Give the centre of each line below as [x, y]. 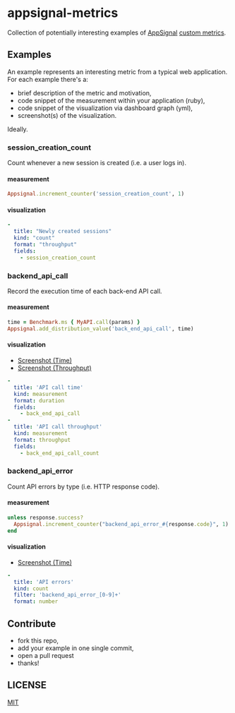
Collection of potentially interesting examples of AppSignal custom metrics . [117, 32]
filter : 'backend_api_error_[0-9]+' [67, 595]
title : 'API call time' [48, 387]
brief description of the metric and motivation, [84, 92]
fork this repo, [38, 641]
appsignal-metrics [63, 13]
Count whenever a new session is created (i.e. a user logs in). [97, 163]
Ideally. [18, 129]
